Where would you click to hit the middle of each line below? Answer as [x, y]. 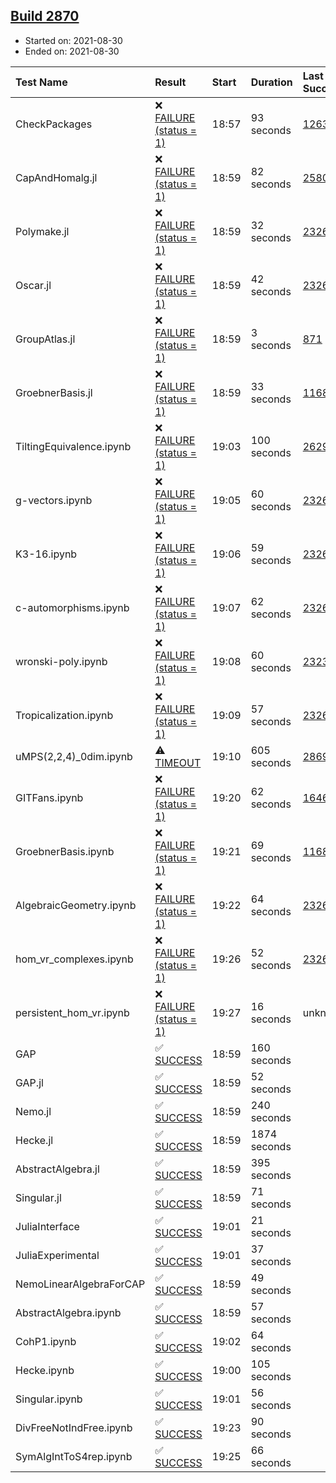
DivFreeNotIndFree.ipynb [74, 1427]
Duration [271, 82]
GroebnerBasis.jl [54, 392]
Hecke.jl [34, 1140]
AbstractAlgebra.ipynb [68, 1312]
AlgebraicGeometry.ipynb [76, 905]
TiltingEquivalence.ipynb [73, 446]
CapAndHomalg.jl [56, 177]
